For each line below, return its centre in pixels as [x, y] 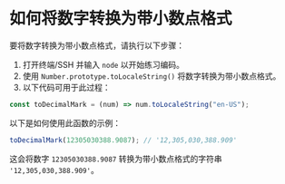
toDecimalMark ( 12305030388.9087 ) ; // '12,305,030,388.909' [123, 140]
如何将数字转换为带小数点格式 [121, 19]
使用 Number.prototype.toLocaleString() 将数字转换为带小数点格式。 [152, 76]
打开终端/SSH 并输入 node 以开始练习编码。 [103, 64]
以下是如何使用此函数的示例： [65, 122]
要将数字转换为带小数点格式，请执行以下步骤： [97, 45]
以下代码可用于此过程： [66, 87]
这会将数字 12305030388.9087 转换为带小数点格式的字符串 [116, 159]
